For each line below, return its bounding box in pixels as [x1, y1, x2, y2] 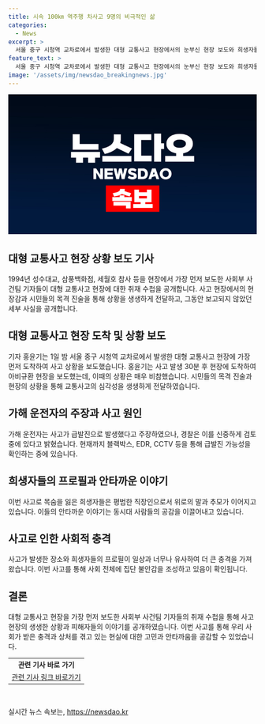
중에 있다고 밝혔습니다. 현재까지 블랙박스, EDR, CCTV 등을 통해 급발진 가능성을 [8, 439, 251, 448]
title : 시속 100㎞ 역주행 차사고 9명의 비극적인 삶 [8, 13, 155, 21]
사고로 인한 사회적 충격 [8, 532, 112, 545]
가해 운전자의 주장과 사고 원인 [8, 407, 143, 420]
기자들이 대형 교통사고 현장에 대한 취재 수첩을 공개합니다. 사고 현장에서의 [22, 285, 246, 294]
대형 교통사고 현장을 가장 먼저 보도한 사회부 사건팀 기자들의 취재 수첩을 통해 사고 [8, 613, 255, 622]
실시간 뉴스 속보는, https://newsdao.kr [8, 707, 129, 716]
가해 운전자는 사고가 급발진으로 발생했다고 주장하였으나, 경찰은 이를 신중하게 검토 [8, 429, 257, 439]
